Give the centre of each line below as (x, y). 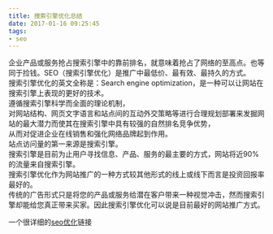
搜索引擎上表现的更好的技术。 (58, 93)
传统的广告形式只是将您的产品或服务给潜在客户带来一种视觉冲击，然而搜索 (133, 195)
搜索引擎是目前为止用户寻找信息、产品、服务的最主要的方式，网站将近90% (134, 154)
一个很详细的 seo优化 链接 (50, 222)
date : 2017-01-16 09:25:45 (54, 24)
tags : (17, 31)
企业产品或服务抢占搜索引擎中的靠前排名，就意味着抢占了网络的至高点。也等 (136, 63)
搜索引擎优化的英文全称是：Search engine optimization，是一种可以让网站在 (136, 83)
